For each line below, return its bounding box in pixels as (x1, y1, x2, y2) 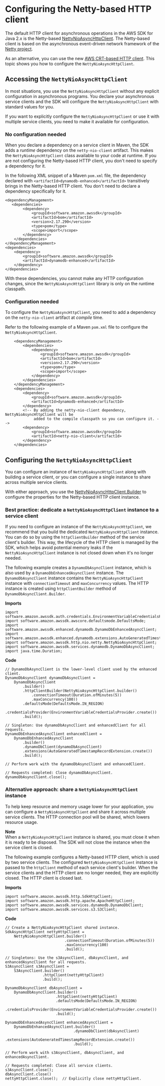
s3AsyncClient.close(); (5, 1067, 54, 1072)
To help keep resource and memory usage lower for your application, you (5, 803, 154, 809)
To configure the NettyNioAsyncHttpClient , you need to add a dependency (5, 309, 156, 315)
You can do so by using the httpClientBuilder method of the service (5, 534, 145, 540)
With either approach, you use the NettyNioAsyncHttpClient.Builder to (5, 489, 146, 495)
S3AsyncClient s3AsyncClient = (5, 964, 69, 969)
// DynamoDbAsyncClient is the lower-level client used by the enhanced (5, 667, 157, 672)
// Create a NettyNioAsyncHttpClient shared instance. (5, 925, 120, 930)
